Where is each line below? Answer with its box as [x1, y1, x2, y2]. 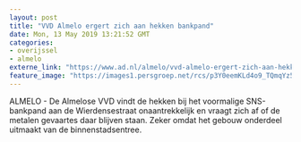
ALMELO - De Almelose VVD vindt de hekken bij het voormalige [9, 96, 245, 106]
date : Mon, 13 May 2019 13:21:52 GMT [9, 29, 150, 38]
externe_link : [9, 63, 63, 72]
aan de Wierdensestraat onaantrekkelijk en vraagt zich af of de [47, 104, 280, 116]
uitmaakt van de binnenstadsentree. [9, 124, 142, 135]
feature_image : [9, 71, 66, 80]
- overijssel [9, 46, 58, 55]
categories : [9, 38, 54, 47]
